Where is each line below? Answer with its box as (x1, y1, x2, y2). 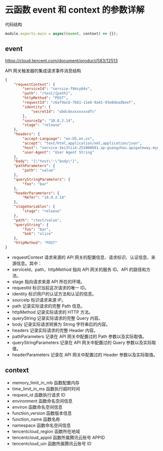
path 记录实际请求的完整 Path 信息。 (12, 303, 85, 309)
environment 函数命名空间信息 (12, 398, 73, 404)
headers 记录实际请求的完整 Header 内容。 (12, 327, 98, 333)
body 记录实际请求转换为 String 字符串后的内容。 (12, 321, 111, 327)
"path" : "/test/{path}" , (22, 91, 73, 96)
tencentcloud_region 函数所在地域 (12, 428, 80, 434)
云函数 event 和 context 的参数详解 (5, 4, 145, 16)
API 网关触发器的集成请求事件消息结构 (5, 68, 81, 74)
